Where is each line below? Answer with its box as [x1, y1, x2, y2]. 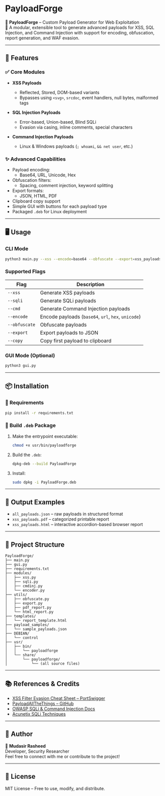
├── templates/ [5, 614, 36, 619]
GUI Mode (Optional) [5, 352, 55, 359]
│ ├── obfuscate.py [5, 597, 50, 601]
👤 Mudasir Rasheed [5, 743, 46, 749]
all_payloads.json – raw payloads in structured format [12, 511, 123, 517]
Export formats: [12, 188, 44, 194]
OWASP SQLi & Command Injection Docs [12, 705, 95, 712]
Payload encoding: [12, 166, 51, 172]
